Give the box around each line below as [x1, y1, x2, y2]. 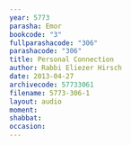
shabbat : [9, 113, 42, 122]
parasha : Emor [9, 22, 63, 31]
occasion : [9, 122, 47, 131]
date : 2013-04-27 [9, 72, 74, 81]
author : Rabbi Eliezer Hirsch [9, 64, 123, 73]
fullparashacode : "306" [9, 38, 99, 48]
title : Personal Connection [9, 55, 115, 64]
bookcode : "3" [9, 30, 63, 39]
